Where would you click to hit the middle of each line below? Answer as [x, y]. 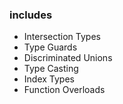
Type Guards [50, 47]
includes [31, 15]
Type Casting [51, 69]
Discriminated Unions [68, 58]
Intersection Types [62, 37]
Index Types [49, 79]
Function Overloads [64, 90]
